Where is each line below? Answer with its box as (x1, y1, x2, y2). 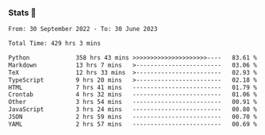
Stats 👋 (8, 7, 36, 18)
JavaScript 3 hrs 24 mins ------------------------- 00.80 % (8, 106, 258, 114)
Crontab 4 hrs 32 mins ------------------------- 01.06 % (8, 91, 258, 98)
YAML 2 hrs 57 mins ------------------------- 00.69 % (8, 120, 258, 128)
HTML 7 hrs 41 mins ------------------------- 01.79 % (8, 83, 258, 91)
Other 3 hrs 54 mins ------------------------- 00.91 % (8, 98, 258, 106)
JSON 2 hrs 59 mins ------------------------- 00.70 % (8, 113, 258, 121)
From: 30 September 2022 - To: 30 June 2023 (8, 25, 158, 33)
